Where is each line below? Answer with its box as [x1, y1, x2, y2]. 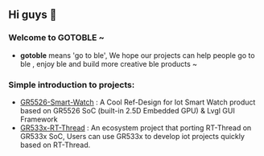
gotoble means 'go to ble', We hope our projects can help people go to [19, 50, 255, 60]
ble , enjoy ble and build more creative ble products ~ [19, 59, 198, 68]
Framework [19, 114, 58, 124]
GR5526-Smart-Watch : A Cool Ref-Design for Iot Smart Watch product [19, 97, 256, 107]
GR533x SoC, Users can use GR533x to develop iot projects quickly [19, 131, 245, 141]
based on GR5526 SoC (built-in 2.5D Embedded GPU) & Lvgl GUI [19, 105, 235, 115]
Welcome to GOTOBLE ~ [8, 32, 105, 43]
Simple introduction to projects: [8, 79, 135, 90]
